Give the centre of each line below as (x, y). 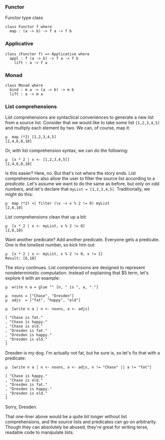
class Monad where (24, 85)
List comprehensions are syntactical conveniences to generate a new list (80, 117)
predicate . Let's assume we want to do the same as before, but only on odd (82, 184)
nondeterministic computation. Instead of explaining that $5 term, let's (77, 273)
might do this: (19, 194)
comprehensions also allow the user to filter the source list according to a (80, 179)
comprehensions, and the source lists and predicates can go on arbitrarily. (81, 422)
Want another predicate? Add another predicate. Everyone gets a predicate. (82, 240)
